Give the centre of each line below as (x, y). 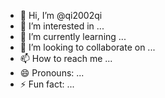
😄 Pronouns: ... (52, 73)
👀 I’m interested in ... (62, 26)
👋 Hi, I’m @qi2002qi (61, 15)
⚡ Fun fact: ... (47, 84)
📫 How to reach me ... (66, 58)
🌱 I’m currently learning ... (73, 36)
